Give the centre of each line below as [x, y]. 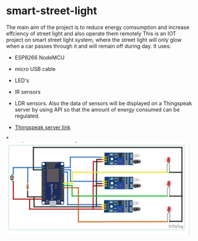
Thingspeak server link [43, 127]
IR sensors [27, 92]
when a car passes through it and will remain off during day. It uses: [89, 46]
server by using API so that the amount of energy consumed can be [97, 109]
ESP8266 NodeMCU [40, 57]
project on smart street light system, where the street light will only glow [94, 40]
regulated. [27, 116]
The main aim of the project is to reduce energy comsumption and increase [98, 27]
